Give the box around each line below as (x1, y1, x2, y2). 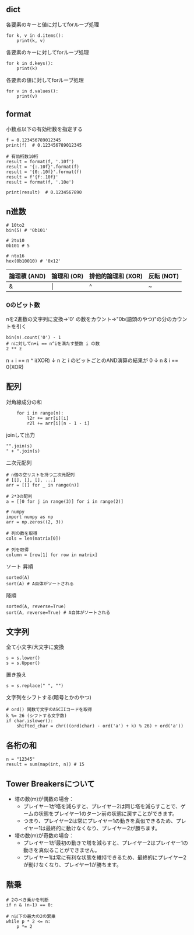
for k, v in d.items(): (6, 32, 64, 39)
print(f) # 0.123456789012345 (6, 142, 82, 148)
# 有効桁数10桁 (6, 153, 39, 160)
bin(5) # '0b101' (6, 227, 48, 233)
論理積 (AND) (9, 272, 46, 280)
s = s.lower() (6, 655, 41, 661)
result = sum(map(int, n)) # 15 (6, 761, 84, 768)
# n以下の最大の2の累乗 (6, 913, 56, 919)
